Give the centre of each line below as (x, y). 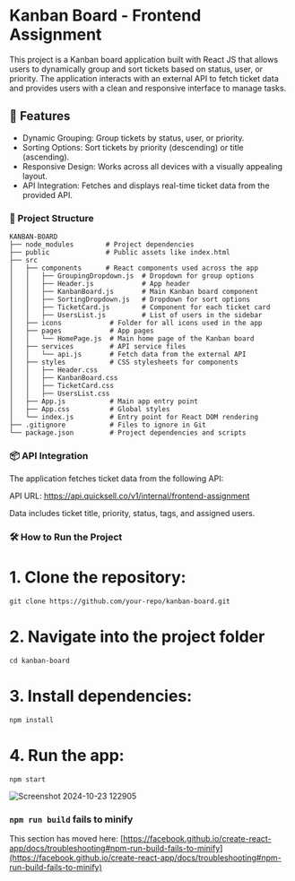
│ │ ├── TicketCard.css (62, 386)
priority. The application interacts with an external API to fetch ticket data (144, 78)
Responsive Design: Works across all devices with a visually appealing (152, 166)
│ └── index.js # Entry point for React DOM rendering (134, 418)
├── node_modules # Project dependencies (102, 245)
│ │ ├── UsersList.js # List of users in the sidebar (136, 315)
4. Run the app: (67, 756)
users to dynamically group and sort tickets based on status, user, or (136, 69)
